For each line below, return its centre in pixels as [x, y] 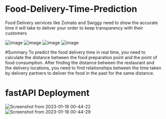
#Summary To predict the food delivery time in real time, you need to [75, 52]
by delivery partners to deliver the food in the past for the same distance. [80, 73]
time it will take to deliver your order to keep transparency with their [74, 28]
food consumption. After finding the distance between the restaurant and [80, 62]
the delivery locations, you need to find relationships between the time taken [83, 68]
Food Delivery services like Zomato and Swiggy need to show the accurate [82, 23]
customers [16, 33]
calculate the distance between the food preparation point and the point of [81, 57]
